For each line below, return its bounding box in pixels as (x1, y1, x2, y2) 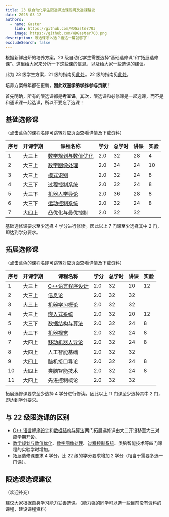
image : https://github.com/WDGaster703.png (14, 31, 107, 36)
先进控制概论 (48, 377, 79, 384)
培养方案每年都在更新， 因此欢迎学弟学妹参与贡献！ (5, 82, 111, 88)
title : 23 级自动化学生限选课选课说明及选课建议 (5, 7, 96, 13)
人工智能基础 (48, 349, 79, 356)
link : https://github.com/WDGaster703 (14, 26, 96, 31)
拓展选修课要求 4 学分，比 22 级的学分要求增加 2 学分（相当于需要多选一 (12, 453, 163, 459)
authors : (5, 17, 24, 22)
